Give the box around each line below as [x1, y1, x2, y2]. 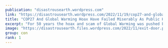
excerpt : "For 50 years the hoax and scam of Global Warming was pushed [5, 21, 160, 26]
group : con [5, 30, 28, 35]
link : [5, 12, 16, 17]
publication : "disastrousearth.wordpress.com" [5, 7, 104, 12]
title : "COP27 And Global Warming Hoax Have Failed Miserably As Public [5, 16, 160, 21]
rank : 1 [5, 35, 21, 40]
